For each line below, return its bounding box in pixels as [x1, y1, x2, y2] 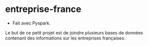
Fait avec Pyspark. [12, 20, 51, 26]
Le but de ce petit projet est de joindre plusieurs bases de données [5, 29, 143, 35]
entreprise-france [5, 3, 81, 15]
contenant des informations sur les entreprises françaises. [5, 35, 125, 41]
